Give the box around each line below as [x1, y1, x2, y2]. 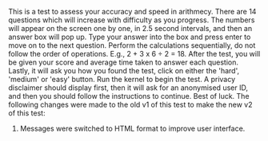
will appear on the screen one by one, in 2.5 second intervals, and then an [8, 24, 253, 33]
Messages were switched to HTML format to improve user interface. [19, 123, 246, 133]
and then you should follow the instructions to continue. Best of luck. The [8, 92, 250, 100]
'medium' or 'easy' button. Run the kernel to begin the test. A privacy [8, 75, 236, 84]
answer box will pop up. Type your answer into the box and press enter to [8, 32, 251, 41]
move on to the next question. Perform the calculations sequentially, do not [8, 41, 256, 50]
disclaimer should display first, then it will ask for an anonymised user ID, [8, 83, 248, 92]
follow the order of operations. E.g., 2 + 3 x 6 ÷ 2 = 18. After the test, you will [8, 49, 261, 58]
